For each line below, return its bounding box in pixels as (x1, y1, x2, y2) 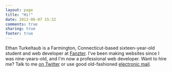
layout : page (5, 7, 33, 13)
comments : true (5, 21, 38, 27)
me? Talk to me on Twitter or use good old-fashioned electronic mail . (5, 61, 151, 67)
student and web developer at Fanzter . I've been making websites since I (5, 50, 160, 56)
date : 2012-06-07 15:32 (5, 17, 56, 22)
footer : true (5, 31, 33, 36)
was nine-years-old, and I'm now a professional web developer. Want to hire (5, 56, 167, 61)
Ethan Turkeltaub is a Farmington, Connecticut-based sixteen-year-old (5, 45, 155, 51)
